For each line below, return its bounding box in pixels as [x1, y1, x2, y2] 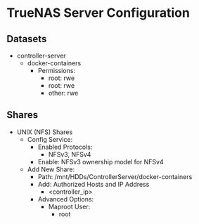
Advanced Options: [37, 195, 94, 203]
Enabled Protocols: [37, 143, 93, 151]
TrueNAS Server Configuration [6, 5, 191, 21]
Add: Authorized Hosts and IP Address [37, 180, 150, 188]
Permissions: [37, 67, 75, 74]
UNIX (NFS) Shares [16, 128, 73, 136]
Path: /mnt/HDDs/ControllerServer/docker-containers [37, 172, 193, 180]
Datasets [6, 33, 47, 45]
